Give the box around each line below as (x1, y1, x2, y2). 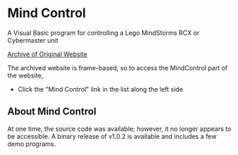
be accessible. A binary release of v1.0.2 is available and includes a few (7, 132, 217, 140)
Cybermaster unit (7, 36, 59, 44)
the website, (7, 71, 44, 80)
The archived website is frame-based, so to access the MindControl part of (7, 63, 228, 72)
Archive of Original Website (7, 50, 87, 58)
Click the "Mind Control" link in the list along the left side (17, 85, 183, 93)
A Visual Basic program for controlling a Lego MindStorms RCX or (7, 28, 200, 37)
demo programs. (7, 139, 56, 148)
